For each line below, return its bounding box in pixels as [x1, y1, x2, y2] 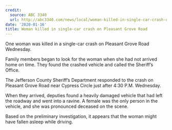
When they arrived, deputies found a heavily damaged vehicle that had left [5, 92, 163, 99]
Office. [5, 67, 20, 73]
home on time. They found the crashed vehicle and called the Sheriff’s [5, 62, 154, 68]
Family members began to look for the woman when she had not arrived [5, 56, 158, 62]
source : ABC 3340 [10, 12, 47, 17]
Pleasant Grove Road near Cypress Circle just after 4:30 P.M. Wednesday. [5, 83, 161, 89]
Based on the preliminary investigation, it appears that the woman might [5, 114, 157, 120]
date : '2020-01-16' [5, 22, 47, 27]
